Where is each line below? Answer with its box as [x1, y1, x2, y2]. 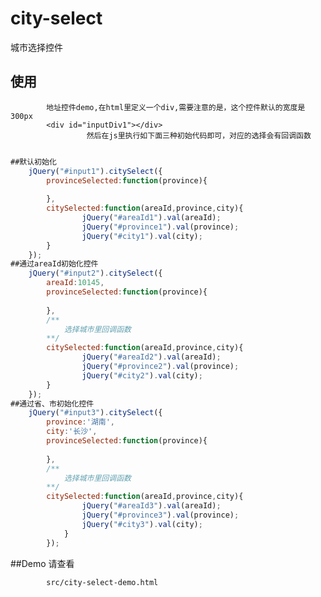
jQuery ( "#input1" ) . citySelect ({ [28, 166, 163, 176]
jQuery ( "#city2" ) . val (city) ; [81, 370, 203, 381]
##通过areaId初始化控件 [10, 259, 99, 269]
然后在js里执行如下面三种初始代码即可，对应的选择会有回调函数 [86, 130, 312, 141]
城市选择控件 [10, 41, 63, 53]
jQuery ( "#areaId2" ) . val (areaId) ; [81, 352, 222, 362]
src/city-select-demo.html [46, 577, 159, 587]
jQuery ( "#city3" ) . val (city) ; [81, 519, 203, 529]
